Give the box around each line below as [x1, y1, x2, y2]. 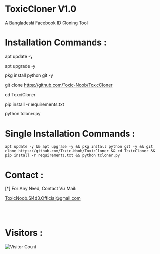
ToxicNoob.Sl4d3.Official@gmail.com [5, 195, 81, 201]
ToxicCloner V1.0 [5, 3, 77, 15]
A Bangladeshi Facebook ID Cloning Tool [5, 20, 88, 26]
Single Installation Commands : [5, 128, 135, 139]
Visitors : [5, 227, 43, 238]
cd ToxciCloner [5, 91, 36, 97]
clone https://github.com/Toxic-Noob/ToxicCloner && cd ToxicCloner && [5, 148, 155, 153]
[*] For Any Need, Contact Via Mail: [5, 185, 77, 191]
